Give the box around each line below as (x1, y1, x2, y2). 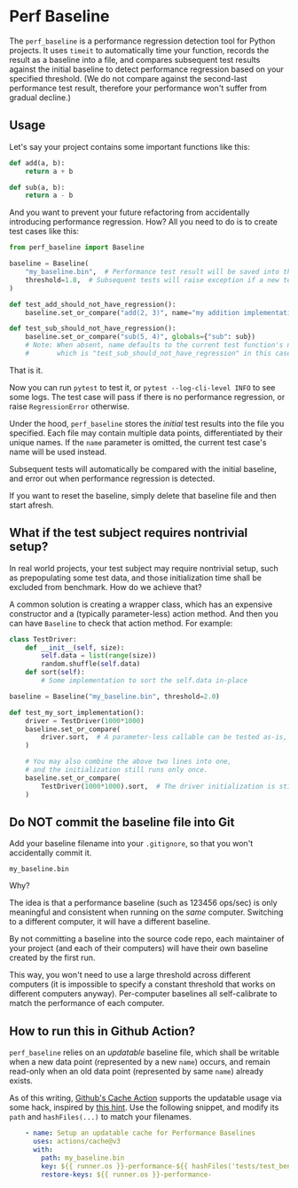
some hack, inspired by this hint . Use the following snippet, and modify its (9, 1102, 279, 1113)
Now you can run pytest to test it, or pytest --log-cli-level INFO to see (9, 382, 276, 392)
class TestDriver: (9, 634, 77, 644)
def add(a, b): (9, 158, 66, 168)
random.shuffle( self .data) (41, 659, 141, 669)
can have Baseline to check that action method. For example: (9, 618, 233, 628)
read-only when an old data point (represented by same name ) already (9, 1066, 264, 1077)
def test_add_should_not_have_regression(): (9, 300, 176, 309)
